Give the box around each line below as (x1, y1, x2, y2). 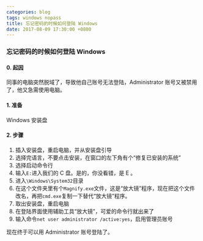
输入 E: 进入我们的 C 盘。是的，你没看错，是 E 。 (15, 169, 136, 177)
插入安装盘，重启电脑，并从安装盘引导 (15, 146, 112, 153)
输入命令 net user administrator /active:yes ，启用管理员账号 (15, 215, 173, 223)
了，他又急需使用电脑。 (6, 86, 65, 94)
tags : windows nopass (6, 15, 62, 21)
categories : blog (6, 9, 51, 15)
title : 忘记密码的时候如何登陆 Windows (6, 20, 98, 26)
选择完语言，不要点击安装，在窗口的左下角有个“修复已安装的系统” (15, 154, 182, 161)
